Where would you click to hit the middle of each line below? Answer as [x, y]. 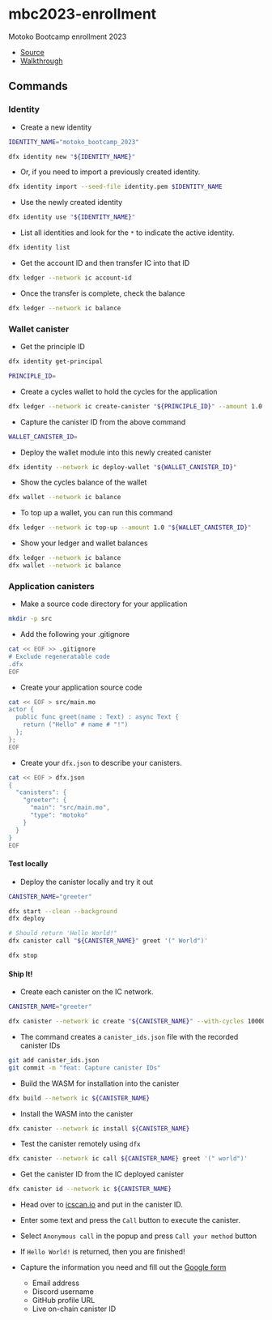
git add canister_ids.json [54, 1060]
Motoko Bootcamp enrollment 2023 [68, 36]
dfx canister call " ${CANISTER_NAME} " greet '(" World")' [108, 941]
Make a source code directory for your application [104, 604]
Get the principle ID [52, 347]
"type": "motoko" [59, 815]
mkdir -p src [30, 619]
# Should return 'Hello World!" [63, 933]
